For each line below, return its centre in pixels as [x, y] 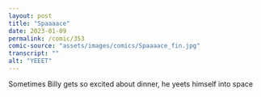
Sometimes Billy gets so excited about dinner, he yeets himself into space [130, 84]
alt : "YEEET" [30, 61]
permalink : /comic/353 [46, 38]
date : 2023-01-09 [38, 31]
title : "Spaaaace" [39, 23]
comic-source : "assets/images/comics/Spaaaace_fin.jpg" [104, 46]
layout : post [30, 16]
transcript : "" [34, 53]
